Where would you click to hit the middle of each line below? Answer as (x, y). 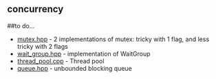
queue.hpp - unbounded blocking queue (75, 68)
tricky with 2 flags (43, 46)
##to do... (21, 25)
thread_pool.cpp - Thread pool (61, 61)
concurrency (35, 9)
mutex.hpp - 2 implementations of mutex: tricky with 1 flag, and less (113, 39)
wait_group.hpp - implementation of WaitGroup (84, 54)
